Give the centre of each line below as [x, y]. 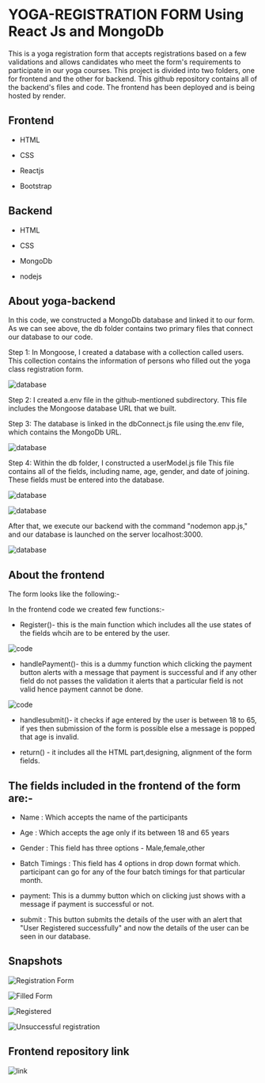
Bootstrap [36, 186]
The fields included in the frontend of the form [125, 786]
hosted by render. [37, 95]
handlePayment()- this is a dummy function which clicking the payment [136, 664]
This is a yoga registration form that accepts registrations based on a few [127, 53]
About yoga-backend [62, 301]
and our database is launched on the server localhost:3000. [106, 534]
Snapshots [36, 961]
